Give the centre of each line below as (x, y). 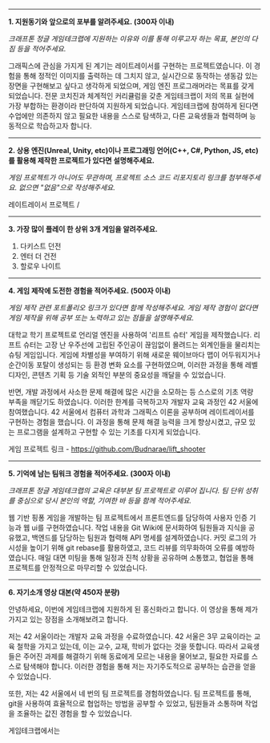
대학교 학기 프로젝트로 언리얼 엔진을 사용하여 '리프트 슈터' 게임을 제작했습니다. (130, 335)
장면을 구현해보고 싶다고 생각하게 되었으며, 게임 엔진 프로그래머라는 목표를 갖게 (131, 86)
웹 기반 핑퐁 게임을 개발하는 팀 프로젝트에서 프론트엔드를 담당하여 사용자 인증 (128, 517)
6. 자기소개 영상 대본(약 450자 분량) (64, 592)
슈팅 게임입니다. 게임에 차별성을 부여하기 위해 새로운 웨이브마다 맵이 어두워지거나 (135, 355)
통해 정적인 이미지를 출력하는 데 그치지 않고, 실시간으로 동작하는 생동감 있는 (141, 76)
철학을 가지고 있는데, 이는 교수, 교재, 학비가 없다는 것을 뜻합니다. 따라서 (127, 646)
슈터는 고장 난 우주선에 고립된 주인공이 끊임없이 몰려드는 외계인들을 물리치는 (142, 345)
